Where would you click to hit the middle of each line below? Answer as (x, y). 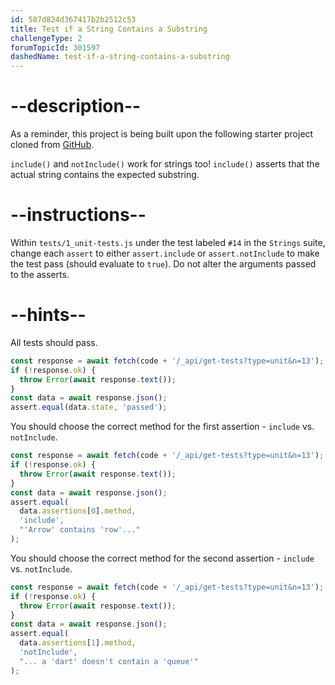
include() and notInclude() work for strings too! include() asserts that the (165, 164)
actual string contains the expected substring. (105, 175)
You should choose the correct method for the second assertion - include (162, 558)
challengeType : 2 (46, 38)
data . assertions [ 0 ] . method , (78, 511)
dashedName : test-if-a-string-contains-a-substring (120, 57)
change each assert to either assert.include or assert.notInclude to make (165, 253)
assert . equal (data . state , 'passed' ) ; (89, 407)
